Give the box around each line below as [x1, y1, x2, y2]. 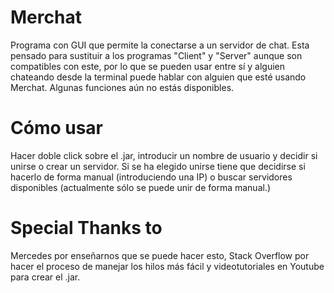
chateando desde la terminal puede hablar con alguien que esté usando [10, 71, 307, 83]
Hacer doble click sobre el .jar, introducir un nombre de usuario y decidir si [10, 149, 318, 161]
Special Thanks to [10, 217, 163, 240]
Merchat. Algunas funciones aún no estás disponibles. [10, 81, 235, 93]
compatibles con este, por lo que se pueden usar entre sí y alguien [10, 60, 286, 72]
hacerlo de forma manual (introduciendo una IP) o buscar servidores [10, 171, 293, 183]
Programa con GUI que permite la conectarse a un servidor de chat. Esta [10, 39, 310, 51]
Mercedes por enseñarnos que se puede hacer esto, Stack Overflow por [10, 249, 310, 261]
